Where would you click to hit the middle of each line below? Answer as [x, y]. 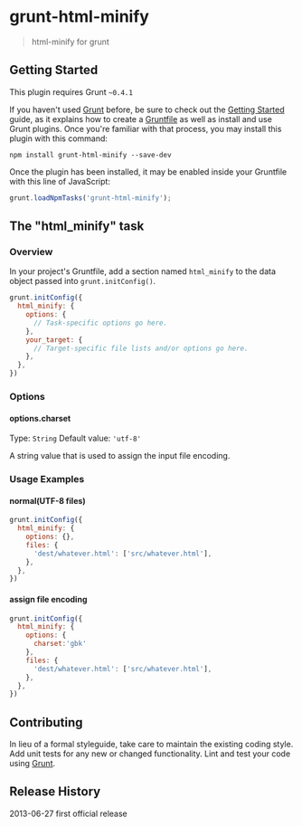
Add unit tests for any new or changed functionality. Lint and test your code [150, 754]
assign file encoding [48, 599]
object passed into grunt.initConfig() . [83, 281]
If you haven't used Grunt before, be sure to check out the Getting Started [147, 109]
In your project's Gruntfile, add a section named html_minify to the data [143, 271]
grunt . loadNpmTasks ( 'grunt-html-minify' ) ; [90, 198]
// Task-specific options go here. [100, 323]
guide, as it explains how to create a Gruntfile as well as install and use [141, 119]
